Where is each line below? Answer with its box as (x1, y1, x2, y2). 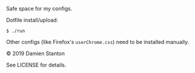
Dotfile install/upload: (6, 17, 58, 23)
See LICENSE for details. (6, 62, 67, 68)
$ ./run (6, 28, 26, 34)
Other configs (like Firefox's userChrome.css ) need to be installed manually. (6, 39, 189, 45)
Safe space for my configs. (6, 5, 73, 12)
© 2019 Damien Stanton (6, 50, 65, 57)
